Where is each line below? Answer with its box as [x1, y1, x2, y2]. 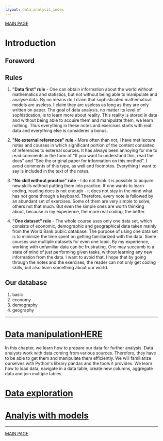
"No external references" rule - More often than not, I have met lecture [12, 137, 156, 143]
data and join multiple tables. [5, 370, 63, 376]
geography [12, 307, 34, 313]
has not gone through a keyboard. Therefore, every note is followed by [12, 193, 154, 199]
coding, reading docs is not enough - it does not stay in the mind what [12, 188, 153, 194]
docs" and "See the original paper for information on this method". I [12, 158, 147, 164]
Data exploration [5, 387, 74, 399]
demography [12, 302, 38, 308]
